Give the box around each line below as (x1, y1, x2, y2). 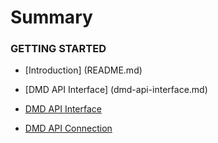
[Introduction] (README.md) (24, 64, 143, 76)
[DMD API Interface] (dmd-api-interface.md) (24, 84, 208, 96)
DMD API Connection (24, 122, 113, 135)
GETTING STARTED (10, 42, 107, 56)
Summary (10, 6, 93, 29)
